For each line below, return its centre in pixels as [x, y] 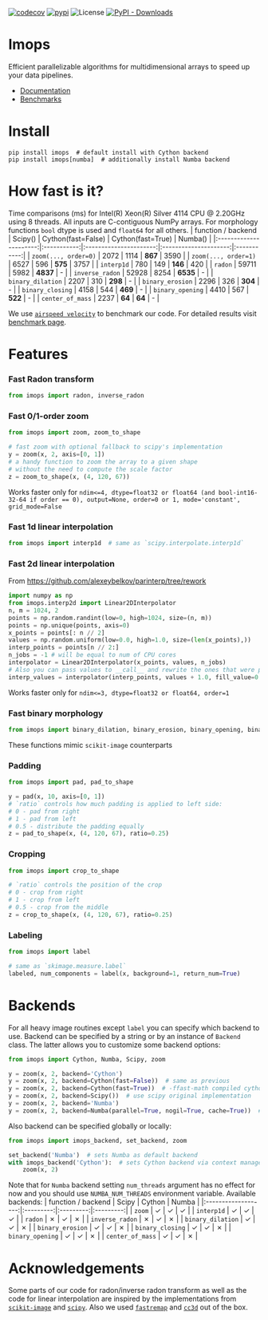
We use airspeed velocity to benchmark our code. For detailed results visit [132, 313]
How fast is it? [56, 191]
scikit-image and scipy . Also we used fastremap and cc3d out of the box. [128, 1307]
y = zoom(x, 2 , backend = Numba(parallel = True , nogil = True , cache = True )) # [135, 1111]
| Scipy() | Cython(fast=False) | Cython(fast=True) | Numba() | [110, 239]
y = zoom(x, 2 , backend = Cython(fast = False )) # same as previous [119, 1081]
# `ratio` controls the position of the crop [85, 885]
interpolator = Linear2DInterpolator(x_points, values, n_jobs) [117, 662]
